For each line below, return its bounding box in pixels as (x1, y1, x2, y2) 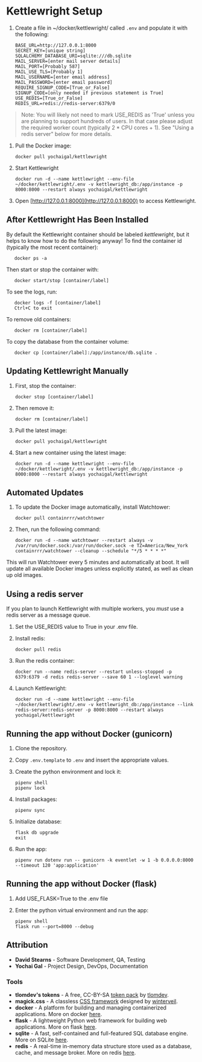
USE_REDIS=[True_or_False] (14, 95, 83, 101)
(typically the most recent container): (6, 243, 98, 251)
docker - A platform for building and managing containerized (14, 1004, 167, 1011)
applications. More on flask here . (14, 1023, 97, 1031)
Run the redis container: (14, 657, 75, 665)
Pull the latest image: (14, 426, 68, 434)
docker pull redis (14, 646, 62, 653)
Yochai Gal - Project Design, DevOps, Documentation (14, 962, 148, 970)
